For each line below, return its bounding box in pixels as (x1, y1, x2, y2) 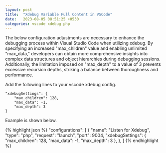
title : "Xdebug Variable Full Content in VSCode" (5, 12, 113, 17)
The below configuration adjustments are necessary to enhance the (5, 35, 145, 41)
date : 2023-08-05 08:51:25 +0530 (5, 16, 79, 21)
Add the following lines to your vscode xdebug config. (5, 82, 116, 88)
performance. (5, 72, 33, 78)
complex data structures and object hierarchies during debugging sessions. (5, 56, 161, 62)
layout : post (5, 7, 32, 12)
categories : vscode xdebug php (5, 21, 70, 26)
